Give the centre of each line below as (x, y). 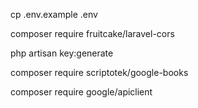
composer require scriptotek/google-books (99, 72)
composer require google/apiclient (81, 92)
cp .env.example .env (54, 14)
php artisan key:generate (62, 53)
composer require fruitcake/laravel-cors (92, 33)
